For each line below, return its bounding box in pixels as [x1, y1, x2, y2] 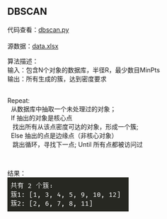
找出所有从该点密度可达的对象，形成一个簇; [12, 122, 139, 130]
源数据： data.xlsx [7, 42, 59, 50]
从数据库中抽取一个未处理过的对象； [10, 104, 117, 113]
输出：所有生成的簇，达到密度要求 [7, 74, 107, 83]
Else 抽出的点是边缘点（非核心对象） [10, 131, 118, 140]
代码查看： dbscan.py [7, 25, 69, 34]
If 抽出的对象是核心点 [10, 113, 73, 122]
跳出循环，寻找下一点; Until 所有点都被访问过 [12, 140, 143, 148]
